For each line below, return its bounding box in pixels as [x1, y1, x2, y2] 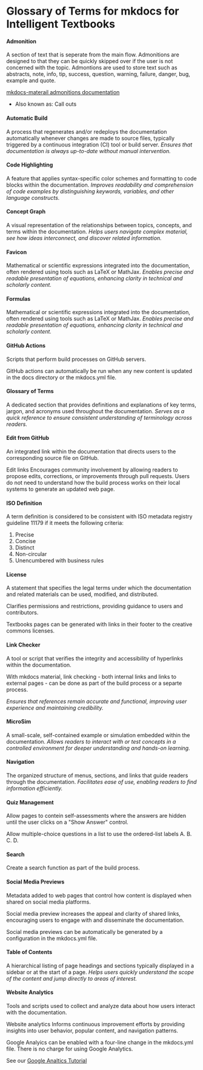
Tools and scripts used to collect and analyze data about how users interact [6, 1003, 195, 1010]
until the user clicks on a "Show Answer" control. [6, 818, 128, 826]
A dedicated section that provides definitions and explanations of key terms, [6, 401, 197, 408]
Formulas [6, 295, 31, 302]
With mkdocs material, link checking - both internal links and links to [6, 673, 177, 680]
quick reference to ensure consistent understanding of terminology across [6, 414, 193, 421]
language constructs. [6, 194, 60, 201]
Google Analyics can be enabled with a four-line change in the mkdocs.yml [6, 1039, 194, 1046]
